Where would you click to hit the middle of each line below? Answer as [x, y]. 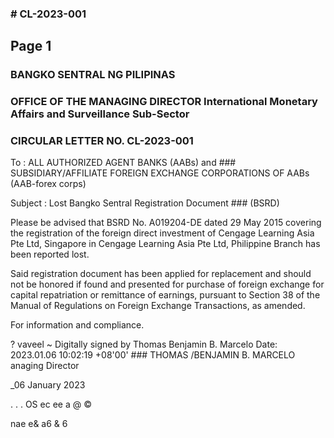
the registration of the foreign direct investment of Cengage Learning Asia [162, 233]
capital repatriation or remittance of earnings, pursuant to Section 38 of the [165, 295]
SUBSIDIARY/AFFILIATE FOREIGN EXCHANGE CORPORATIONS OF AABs [160, 173]
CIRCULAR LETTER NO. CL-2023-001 [102, 141]
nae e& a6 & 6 [39, 424]
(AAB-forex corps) [48, 184]
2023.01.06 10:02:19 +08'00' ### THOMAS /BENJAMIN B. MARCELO [153, 355]
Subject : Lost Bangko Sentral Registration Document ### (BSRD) [145, 203]
